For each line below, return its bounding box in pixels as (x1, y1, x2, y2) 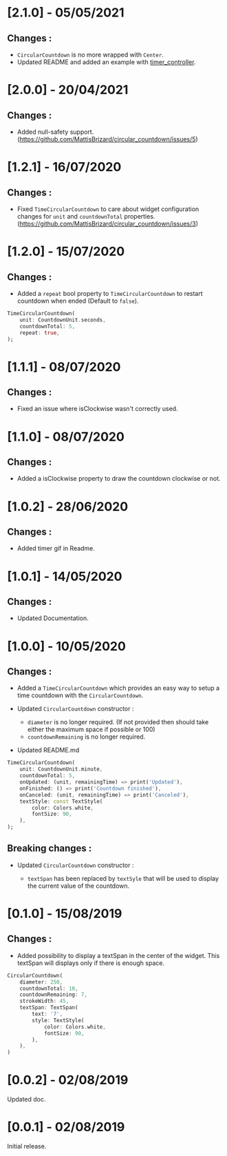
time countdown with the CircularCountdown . (17, 691, 144, 699)
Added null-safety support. (17, 128, 94, 136)
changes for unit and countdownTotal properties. (17, 212, 155, 220)
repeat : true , (19, 329, 60, 336)
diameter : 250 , (19, 978, 63, 986)
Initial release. (7, 1142, 47, 1150)
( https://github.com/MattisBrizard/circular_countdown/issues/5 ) (17, 135, 198, 143)
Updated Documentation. (17, 614, 89, 622)
